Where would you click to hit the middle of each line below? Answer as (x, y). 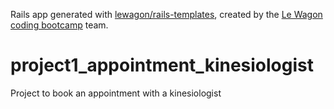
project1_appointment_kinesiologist (162, 65)
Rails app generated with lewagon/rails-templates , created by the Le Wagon (166, 14)
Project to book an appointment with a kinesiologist (116, 93)
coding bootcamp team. (59, 25)
